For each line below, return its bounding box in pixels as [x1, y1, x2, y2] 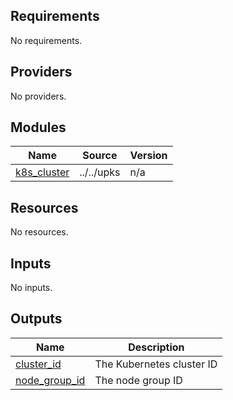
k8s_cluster [15, 165, 70, 179]
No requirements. [10, 34, 83, 46]
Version [129, 149, 168, 163]
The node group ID [94, 373, 183, 387]
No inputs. [10, 282, 53, 294]
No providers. [10, 90, 67, 102]
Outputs [10, 310, 63, 328]
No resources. [10, 226, 69, 238]
